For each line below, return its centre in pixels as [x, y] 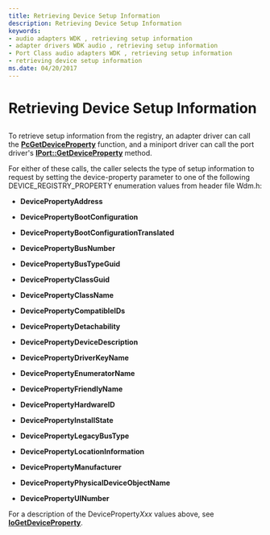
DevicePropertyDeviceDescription [79, 342]
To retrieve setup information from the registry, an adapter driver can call [130, 136]
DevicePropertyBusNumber [67, 249]
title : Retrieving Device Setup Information [84, 16]
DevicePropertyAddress [61, 202]
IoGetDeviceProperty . [46, 523]
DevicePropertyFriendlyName [71, 389]
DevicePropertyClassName [67, 295]
